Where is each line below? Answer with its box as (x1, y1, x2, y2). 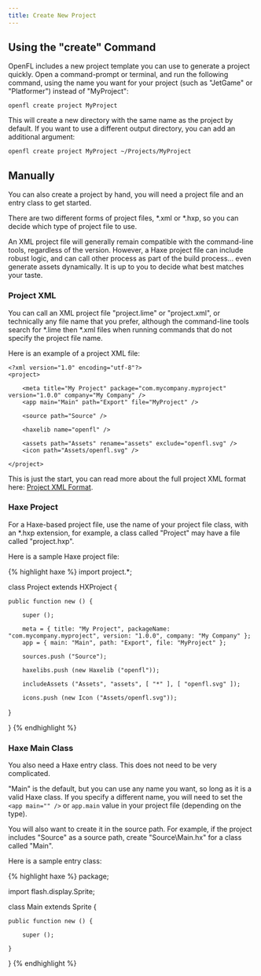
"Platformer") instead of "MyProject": (8, 87, 129, 96)
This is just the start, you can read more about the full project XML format (8, 474, 246, 483)
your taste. (8, 271, 43, 280)
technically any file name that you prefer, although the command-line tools (8, 316, 249, 326)
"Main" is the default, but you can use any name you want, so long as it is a (8, 784, 252, 793)
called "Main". (8, 841, 53, 851)
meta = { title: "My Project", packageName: (22, 625, 171, 633)
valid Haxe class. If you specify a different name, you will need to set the (8, 793, 243, 802)
